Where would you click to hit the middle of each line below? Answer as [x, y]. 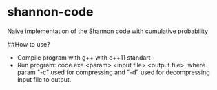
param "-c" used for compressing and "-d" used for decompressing [113, 72]
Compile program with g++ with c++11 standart [84, 57]
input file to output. [44, 79]
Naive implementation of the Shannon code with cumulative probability [108, 31]
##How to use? [29, 44]
